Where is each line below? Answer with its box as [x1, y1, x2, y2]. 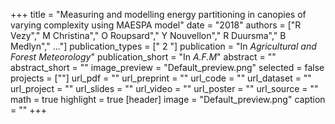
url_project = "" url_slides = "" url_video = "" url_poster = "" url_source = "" [10, 83, 319, 94]
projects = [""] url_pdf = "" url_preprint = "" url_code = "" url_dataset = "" [10, 72, 312, 84]
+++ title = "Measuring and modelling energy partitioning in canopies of [10, 9, 307, 20]
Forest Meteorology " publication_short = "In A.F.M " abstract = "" [10, 51, 277, 63]
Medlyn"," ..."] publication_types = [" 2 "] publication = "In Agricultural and [10, 40, 317, 52]
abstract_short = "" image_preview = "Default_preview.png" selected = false [10, 62, 325, 73]
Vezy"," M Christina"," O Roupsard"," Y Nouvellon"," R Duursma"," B [10, 30, 287, 41]
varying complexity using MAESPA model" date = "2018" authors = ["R [10, 19, 302, 31]
